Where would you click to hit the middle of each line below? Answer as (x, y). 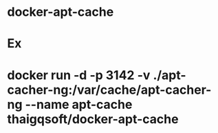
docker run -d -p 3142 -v (79, 75)
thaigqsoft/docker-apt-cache (93, 119)
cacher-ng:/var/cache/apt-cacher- (109, 90)
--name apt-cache (79, 104)
